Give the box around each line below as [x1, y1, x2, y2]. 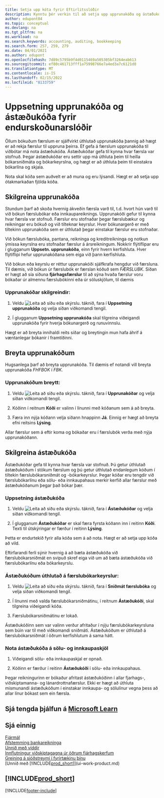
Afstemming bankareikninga [5, 739, 62, 745]
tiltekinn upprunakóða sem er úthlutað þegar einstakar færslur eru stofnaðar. [5, 227, 159, 232]
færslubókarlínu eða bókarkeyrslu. [5, 560, 74, 566]
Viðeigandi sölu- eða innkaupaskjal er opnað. [12, 656, 103, 662]
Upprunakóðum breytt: [5, 379, 61, 386]
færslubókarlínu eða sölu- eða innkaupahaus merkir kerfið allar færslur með [5, 477, 157, 483]
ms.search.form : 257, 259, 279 [5, 44, 69, 48]
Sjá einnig [5, 721, 36, 730]
